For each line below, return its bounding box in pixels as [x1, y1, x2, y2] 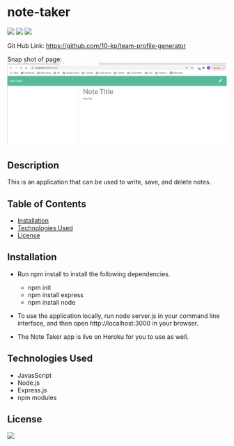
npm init [27, 283, 52, 292]
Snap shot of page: [7, 55, 63, 63]
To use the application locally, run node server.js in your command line [17, 311, 220, 320]
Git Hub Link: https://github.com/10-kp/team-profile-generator [7, 41, 187, 49]
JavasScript [17, 371, 52, 379]
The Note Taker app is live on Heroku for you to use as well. [17, 332, 189, 341]
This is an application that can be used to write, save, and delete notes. [7, 178, 212, 186]
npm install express [27, 290, 84, 299]
